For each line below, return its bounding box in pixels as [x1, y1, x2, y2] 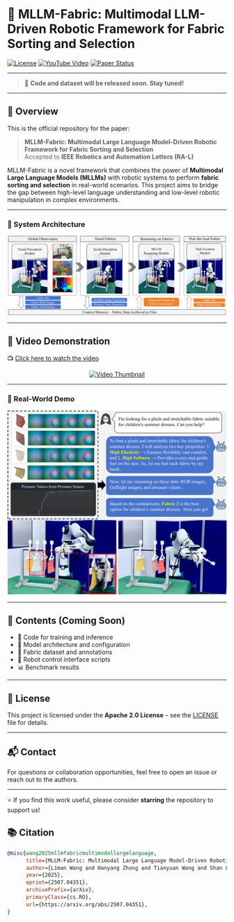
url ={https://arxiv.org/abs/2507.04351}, [25, 901, 148, 908]
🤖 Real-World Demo [7, 394, 75, 404]
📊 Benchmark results [17, 663, 80, 671]
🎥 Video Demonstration [7, 336, 110, 347]
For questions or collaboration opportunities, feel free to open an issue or [7, 767, 217, 776]
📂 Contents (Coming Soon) [7, 614, 125, 626]
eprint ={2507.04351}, [25, 879, 89, 886]
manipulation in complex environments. [7, 195, 120, 204]
